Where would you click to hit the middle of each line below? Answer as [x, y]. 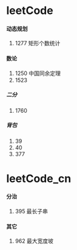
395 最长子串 [32, 211]
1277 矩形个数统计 [38, 43]
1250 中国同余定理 [38, 73]
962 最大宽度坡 [34, 241]
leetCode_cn [39, 178]
